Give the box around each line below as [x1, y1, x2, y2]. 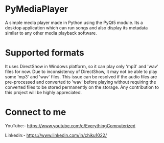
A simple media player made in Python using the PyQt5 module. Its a [5, 20, 143, 25]
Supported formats [5, 48, 84, 58]
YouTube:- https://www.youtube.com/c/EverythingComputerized [5, 122, 136, 128]
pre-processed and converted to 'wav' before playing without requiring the [5, 79, 157, 85]
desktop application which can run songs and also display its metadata [5, 24, 148, 30]
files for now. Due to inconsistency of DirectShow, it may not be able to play [5, 69, 158, 74]
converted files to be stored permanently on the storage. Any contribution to [5, 84, 159, 90]
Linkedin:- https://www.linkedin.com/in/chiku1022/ [5, 132, 107, 138]
